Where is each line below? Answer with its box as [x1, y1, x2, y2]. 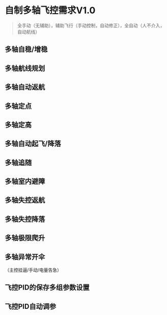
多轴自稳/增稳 [5, 45, 48, 54]
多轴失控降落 [5, 214, 45, 224]
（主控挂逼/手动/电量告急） [5, 267, 62, 273]
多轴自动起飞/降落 [5, 139, 62, 148]
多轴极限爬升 [5, 234, 45, 242]
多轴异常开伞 [5, 253, 45, 261]
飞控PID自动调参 [5, 302, 57, 310]
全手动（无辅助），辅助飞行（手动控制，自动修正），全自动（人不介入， [17, 22, 165, 28]
